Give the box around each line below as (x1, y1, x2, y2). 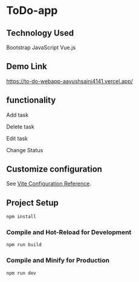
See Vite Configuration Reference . (6, 180, 92, 187)
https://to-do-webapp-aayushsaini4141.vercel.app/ (6, 77, 133, 85)
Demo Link (6, 61, 47, 72)
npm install (6, 213, 36, 220)
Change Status (6, 146, 44, 153)
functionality (6, 95, 56, 106)
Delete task (6, 123, 34, 130)
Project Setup (6, 198, 59, 208)
